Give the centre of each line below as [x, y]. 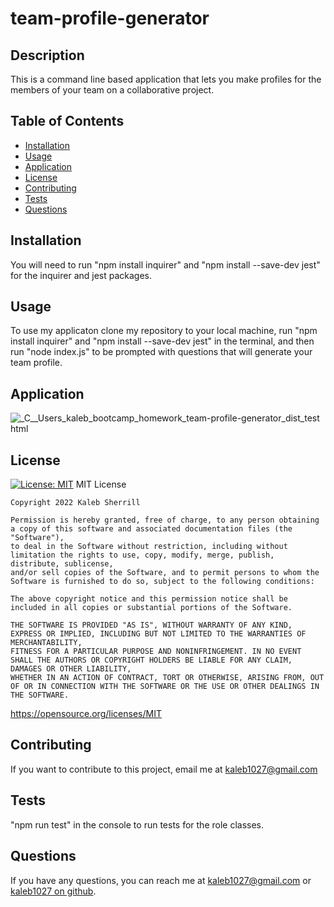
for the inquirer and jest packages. [81, 275]
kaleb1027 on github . [53, 891]
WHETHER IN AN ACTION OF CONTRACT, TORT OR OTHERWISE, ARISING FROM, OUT [167, 678]
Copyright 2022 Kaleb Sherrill [75, 503]
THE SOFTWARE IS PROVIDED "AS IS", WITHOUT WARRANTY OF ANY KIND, [151, 625]
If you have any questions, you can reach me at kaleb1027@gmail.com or [161, 880]
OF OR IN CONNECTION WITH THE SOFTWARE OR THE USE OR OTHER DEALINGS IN [165, 687]
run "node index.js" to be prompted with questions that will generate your [161, 352]
